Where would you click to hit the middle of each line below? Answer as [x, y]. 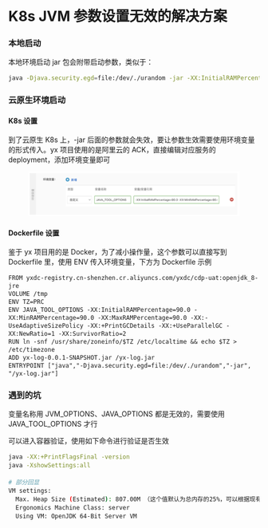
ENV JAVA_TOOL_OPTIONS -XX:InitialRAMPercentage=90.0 [100, 310]
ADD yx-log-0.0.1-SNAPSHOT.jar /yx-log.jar [82, 358]
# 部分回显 [24, 483]
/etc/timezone [32, 350]
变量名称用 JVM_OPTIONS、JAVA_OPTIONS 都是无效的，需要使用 [116, 414]
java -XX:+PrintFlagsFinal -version [69, 457]
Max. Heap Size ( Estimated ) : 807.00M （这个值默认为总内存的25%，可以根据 [132, 499]
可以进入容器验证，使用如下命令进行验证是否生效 [89, 441]
